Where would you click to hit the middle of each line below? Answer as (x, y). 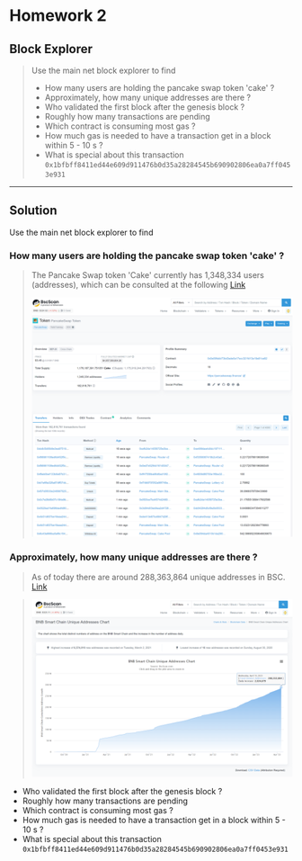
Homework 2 (58, 16)
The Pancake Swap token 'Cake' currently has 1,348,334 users (148, 275)
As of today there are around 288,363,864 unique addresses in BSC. (158, 577)
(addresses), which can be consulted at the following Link (138, 285)
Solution (33, 211)
